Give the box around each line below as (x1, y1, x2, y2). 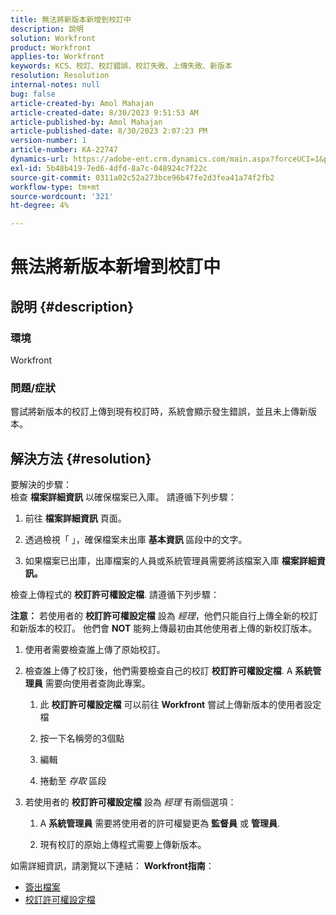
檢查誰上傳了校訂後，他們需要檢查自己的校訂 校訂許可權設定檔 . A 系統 (24, 665, 313, 677)
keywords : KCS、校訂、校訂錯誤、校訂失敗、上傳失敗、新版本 (10, 61, 233, 71)
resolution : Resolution (10, 71, 110, 81)
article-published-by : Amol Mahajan (10, 117, 163, 127)
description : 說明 (10, 24, 84, 34)
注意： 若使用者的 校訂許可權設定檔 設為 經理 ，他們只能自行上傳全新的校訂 (10, 610, 318, 622)
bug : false (10, 89, 56, 99)
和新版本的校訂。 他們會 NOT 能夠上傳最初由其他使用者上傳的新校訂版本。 (10, 622, 318, 635)
